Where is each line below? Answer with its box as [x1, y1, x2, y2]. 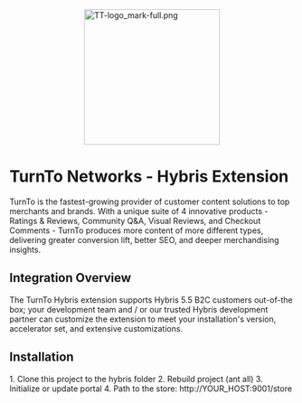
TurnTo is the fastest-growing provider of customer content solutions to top [9, 196, 290, 207]
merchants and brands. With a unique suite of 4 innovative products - [9, 205, 269, 216]
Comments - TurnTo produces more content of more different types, [9, 225, 264, 236]
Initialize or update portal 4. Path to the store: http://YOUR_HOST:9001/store [9, 383, 292, 394]
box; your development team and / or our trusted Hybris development [9, 304, 269, 314]
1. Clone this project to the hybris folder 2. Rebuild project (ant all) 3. [9, 373, 264, 384]
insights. [9, 244, 42, 255]
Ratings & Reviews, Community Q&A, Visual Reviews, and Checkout [9, 215, 261, 226]
